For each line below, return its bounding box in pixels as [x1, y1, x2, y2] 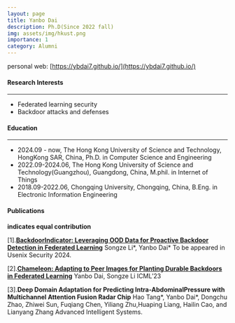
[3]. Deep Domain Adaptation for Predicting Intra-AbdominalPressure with [7, 285, 225, 294]
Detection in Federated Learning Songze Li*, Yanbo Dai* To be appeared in [7, 243, 225, 252]
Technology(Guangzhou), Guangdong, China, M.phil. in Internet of [17, 168, 208, 177]
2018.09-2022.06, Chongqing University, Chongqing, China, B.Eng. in [17, 183, 218, 191]
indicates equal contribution [7, 222, 92, 231]
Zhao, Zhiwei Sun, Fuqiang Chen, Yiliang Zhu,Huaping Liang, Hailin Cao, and [7, 300, 227, 308]
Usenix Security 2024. [7, 250, 72, 259]
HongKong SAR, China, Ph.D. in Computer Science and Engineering [17, 153, 212, 162]
